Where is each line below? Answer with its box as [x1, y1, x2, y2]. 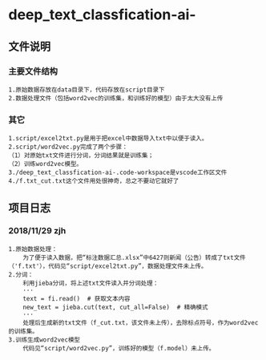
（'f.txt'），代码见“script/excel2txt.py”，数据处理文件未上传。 [8, 262, 208, 270]
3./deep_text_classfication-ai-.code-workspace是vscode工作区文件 [8, 168, 228, 177]
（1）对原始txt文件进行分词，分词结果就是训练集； [8, 152, 155, 160]
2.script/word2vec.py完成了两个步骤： [8, 143, 128, 152]
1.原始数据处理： [8, 245, 58, 253]
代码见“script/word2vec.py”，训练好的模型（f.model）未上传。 [22, 344, 216, 352]
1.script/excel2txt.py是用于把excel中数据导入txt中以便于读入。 [8, 135, 208, 143]
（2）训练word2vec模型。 [8, 160, 83, 168]
